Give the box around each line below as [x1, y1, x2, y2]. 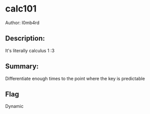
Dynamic [5, 103, 24, 109]
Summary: [5, 62, 39, 71]
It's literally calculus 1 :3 [5, 47, 55, 53]
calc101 [5, 3, 37, 15]
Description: [5, 34, 45, 43]
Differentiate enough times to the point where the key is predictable [5, 75, 145, 81]
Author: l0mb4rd [5, 20, 40, 26]
